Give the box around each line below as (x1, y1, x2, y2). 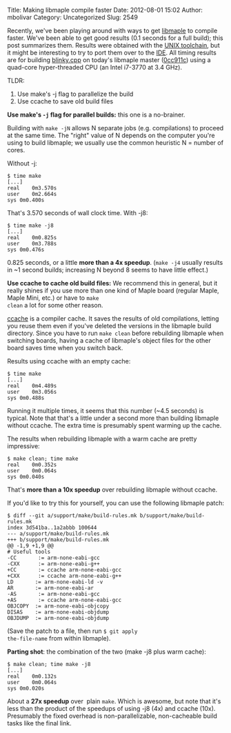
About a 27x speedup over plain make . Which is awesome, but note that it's (7, 697, 221, 705)
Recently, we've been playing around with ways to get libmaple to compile (7, 27, 218, 34)
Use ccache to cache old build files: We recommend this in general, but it (7, 279, 218, 287)
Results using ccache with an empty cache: (7, 357, 131, 365)
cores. (7, 146, 26, 154)
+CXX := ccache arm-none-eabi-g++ (7, 572, 122, 579)
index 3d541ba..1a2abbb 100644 (7, 524, 97, 531)
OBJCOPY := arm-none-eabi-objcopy (7, 603, 110, 610)
